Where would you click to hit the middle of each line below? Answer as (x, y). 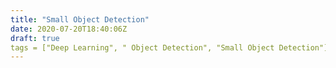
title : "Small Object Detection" (80, 19)
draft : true (35, 38)
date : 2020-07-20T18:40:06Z (69, 29)
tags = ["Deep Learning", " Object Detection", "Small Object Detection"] (169, 47)
